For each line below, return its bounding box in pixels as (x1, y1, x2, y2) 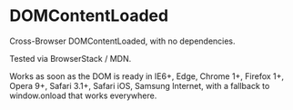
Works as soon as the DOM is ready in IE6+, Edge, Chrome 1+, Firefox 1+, (9, 70, 285, 82)
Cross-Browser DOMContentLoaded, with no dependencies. (9, 35, 236, 46)
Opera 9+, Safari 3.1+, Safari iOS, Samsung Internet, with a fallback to (9, 80, 270, 91)
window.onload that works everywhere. (9, 90, 157, 101)
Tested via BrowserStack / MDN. (9, 53, 132, 64)
